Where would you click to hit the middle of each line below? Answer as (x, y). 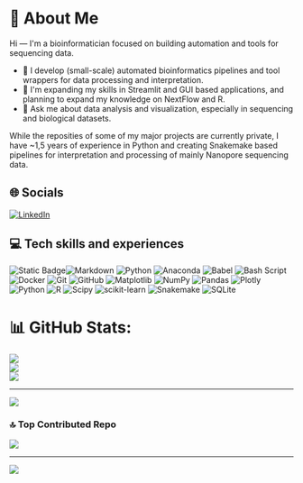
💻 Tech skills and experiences (97, 244)
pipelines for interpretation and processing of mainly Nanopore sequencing (149, 155)
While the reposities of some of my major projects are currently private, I (144, 135)
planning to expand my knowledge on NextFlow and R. (124, 99)
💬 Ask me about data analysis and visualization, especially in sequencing (158, 108)
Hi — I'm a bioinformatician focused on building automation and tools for (144, 43)
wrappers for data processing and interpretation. (113, 79)
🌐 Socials (37, 193)
